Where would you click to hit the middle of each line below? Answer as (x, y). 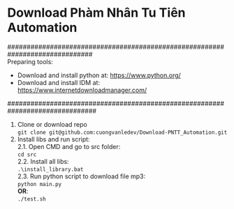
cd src (27, 155)
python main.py (39, 184)
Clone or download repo (52, 124)
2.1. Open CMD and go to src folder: (69, 146)
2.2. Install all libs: (43, 161)
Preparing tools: (30, 61)
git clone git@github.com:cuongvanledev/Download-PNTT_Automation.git (122, 132)
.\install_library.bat (50, 169)
